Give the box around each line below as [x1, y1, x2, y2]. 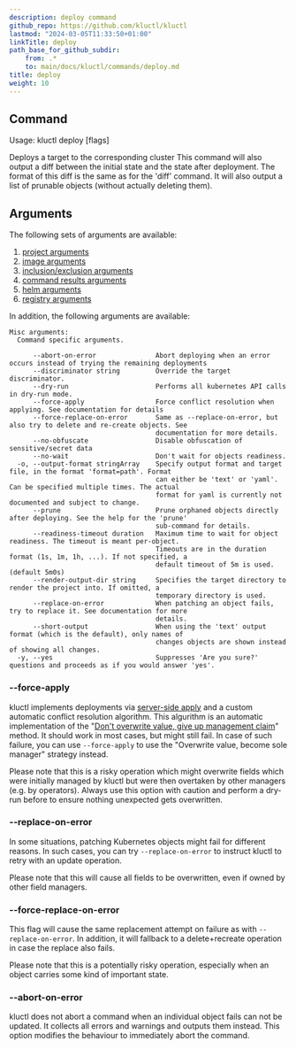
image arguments [21, 256, 87, 266]
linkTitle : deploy [9, 37, 77, 47]
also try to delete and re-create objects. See [9, 421, 188, 430]
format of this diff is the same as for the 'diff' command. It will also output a [9, 171, 283, 181]
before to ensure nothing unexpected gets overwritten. [23, 794, 223, 805]
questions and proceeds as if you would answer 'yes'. [9, 661, 216, 670]
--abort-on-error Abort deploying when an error [32, 351, 271, 360]
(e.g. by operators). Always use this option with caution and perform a [9, 784, 264, 795]
